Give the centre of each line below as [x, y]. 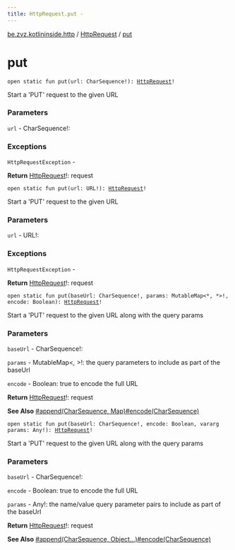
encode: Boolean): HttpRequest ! [55, 302]
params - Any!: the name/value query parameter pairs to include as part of [114, 504]
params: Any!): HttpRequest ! [50, 431]
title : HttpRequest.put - [45, 14]
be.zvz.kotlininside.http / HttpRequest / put [70, 34]
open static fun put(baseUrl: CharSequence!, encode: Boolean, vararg [113, 424]
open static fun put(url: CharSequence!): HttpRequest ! [91, 81]
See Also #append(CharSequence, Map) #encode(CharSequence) [103, 411]
